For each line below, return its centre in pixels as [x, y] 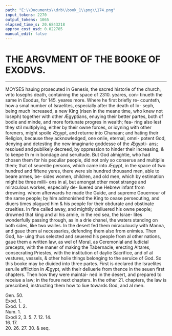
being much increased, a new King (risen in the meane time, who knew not [84, 111]
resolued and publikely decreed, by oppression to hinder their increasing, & [84, 149]
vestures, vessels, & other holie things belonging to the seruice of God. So [83, 258]
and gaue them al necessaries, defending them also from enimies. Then [81, 231]
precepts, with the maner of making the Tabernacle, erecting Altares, [78, 247]
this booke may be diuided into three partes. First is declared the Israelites [83, 263]
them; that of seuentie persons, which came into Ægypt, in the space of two [85, 165]
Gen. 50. [14, 295]
